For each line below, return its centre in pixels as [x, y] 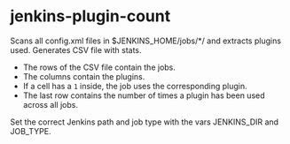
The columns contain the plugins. [84, 76]
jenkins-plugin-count [90, 16]
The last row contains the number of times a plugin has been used [144, 95]
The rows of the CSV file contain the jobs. [99, 67]
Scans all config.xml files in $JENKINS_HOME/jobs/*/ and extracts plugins [146, 41]
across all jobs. [51, 104]
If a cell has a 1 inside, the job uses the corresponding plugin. [135, 86]
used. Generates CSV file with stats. [76, 49]
